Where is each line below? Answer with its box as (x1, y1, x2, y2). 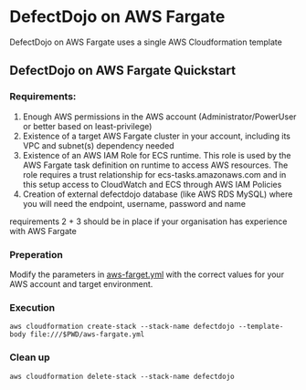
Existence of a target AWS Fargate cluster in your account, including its (22, 130, 290, 141)
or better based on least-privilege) (22, 120, 153, 131)
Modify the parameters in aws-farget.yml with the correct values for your (9, 269, 285, 280)
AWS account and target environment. (9, 278, 153, 289)
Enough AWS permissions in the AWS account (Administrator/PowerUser (22, 111, 297, 122)
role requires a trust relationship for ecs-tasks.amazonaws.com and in (22, 169, 287, 180)
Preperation (9, 248, 64, 261)
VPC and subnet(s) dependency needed (22, 139, 175, 151)
